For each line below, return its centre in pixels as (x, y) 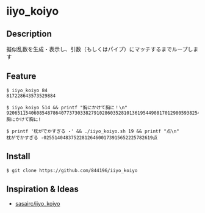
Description (29, 34)
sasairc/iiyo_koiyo (38, 204)
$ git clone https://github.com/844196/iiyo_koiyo (72, 170)
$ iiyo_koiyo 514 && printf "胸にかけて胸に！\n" (67, 107)
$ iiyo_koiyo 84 (27, 90)
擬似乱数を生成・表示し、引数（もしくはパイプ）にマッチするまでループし (100, 49)
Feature (21, 77)
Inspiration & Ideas (43, 190)
